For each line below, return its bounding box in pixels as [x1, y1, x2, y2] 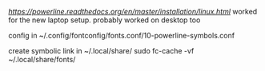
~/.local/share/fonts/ [8, 55, 76, 64]
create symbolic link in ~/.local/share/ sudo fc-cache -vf [8, 46, 195, 55]
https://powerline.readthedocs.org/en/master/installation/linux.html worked [8, 7, 258, 16]
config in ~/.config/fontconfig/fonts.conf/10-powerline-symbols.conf [8, 31, 235, 40]
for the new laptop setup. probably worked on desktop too [8, 15, 201, 25]
